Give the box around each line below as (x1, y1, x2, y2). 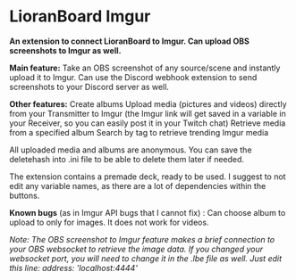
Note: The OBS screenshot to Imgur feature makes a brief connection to (9, 234, 275, 244)
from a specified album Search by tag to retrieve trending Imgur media (9, 127, 269, 137)
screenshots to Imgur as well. (9, 45, 122, 55)
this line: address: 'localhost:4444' (9, 262, 139, 273)
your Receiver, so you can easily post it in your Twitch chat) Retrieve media (9, 118, 286, 128)
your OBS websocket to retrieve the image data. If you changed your (9, 243, 264, 254)
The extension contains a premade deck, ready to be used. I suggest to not (9, 171, 286, 182)
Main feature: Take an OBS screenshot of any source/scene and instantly (9, 62, 281, 73)
